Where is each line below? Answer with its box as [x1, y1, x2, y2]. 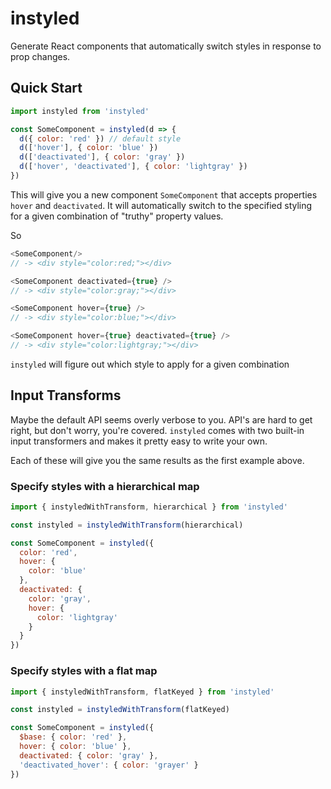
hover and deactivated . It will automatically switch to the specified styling [10, 199, 313, 211]
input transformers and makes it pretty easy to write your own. [10, 435, 268, 447]
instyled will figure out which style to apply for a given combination [10, 358, 290, 370]
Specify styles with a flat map [10, 664, 158, 678]
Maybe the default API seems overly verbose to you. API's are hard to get [10, 413, 313, 426]
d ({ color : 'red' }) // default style [19, 133, 182, 144]
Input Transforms [10, 387, 122, 404]
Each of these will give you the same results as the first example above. [10, 454, 305, 466]
